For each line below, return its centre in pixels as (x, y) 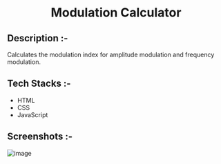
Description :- (38, 38)
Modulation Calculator (116, 13)
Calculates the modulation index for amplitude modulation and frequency (111, 54)
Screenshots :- (40, 137)
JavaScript (32, 114)
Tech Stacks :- (39, 84)
